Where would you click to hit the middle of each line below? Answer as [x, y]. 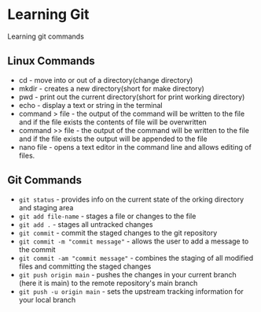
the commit [37, 249]
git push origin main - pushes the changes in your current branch [127, 274]
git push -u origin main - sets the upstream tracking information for [131, 291]
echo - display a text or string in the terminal [90, 105]
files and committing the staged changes [85, 266]
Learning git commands [46, 36]
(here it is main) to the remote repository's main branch [108, 283]
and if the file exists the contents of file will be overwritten [113, 122]
